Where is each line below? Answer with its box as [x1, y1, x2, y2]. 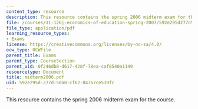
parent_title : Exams [6, 52, 57, 58]
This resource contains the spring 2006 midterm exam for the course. [6, 96, 176, 103]
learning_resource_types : [6, 31, 70, 37]
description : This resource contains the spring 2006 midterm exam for [6, 14, 186, 20]
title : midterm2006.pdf [6, 74, 65, 80]
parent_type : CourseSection [6, 58, 75, 64]
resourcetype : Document [6, 69, 65, 75]
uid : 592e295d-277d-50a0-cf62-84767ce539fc [6, 80, 115, 86]
